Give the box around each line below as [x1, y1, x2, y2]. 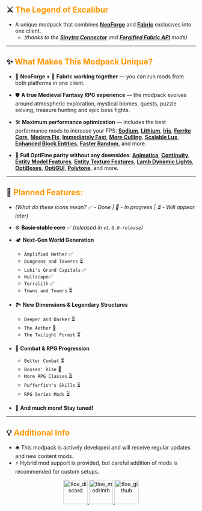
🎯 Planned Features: [6, 187, 83, 198]
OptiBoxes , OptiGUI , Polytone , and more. [14, 164, 119, 171]
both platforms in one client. [14, 79, 85, 86]
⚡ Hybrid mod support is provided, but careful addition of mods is [14, 459, 178, 466]
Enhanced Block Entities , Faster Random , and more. [14, 140, 147, 147]
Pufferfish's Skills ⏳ [23, 381, 81, 389]
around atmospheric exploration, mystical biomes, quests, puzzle [14, 99, 177, 107]
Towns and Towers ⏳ [23, 287, 73, 294]
